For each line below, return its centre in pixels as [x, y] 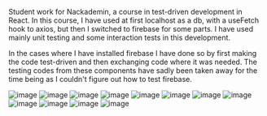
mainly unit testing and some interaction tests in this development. [119, 37]
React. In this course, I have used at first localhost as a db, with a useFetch [134, 20]
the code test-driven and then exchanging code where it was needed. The [133, 62]
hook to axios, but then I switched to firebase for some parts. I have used [131, 29]
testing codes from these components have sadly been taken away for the [133, 71]
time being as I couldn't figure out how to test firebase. [101, 79]
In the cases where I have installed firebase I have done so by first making [133, 53]
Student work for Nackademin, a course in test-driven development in [125, 12]
